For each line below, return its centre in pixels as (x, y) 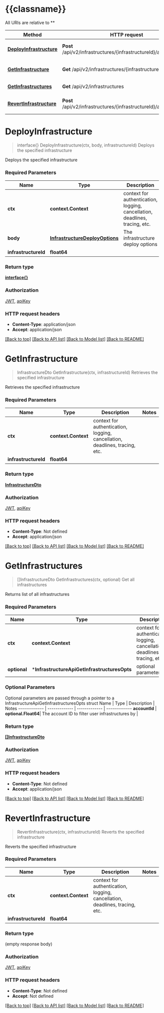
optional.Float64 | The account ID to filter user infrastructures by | (72, 714)
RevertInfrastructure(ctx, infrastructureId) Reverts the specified (81, 832)
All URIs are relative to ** (30, 23)
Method (32, 34)
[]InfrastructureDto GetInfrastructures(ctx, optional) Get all (76, 580)
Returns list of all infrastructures (37, 594)
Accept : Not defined (33, 996)
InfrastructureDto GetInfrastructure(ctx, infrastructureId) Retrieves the (87, 372)
